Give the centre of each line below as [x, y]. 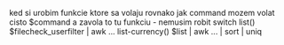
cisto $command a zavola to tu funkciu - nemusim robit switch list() [132, 22]
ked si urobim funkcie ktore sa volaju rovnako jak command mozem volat [142, 13]
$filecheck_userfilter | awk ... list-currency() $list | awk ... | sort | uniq [136, 31]
